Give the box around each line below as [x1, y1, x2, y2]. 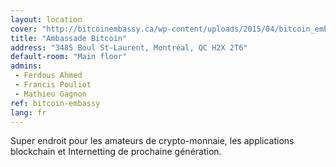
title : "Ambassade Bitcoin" [10, 33, 128, 43]
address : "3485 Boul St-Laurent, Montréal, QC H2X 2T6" [10, 42, 248, 53]
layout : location [10, 14, 83, 25]
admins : [10, 61, 43, 71]
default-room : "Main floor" [10, 52, 128, 62]
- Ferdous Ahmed [14, 71, 83, 81]
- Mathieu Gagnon [14, 89, 87, 99]
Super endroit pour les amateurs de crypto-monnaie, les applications [10, 135, 295, 147]
